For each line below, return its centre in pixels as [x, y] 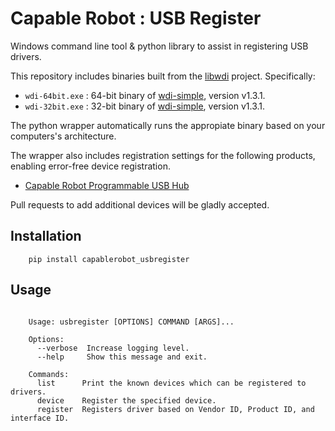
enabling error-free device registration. [90, 166]
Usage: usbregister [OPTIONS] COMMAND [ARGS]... [131, 322]
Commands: [49, 374]
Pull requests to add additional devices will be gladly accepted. [140, 204]
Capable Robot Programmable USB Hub [107, 185]
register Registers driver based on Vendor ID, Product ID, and [175, 409]
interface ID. [40, 418]
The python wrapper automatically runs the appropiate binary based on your [168, 125]
